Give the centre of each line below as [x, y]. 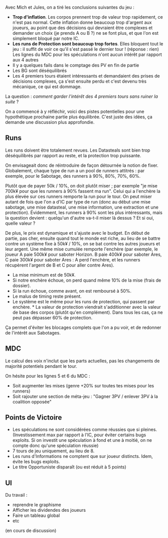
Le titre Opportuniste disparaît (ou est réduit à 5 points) [69, 467]
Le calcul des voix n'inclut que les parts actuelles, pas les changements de [82, 361]
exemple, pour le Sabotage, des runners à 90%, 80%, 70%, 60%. [73, 176]
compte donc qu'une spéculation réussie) [55, 446]
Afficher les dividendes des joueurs [49, 510]
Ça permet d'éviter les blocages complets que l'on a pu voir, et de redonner [83, 327]
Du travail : [16, 495]
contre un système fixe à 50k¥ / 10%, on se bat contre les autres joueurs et [83, 243]
